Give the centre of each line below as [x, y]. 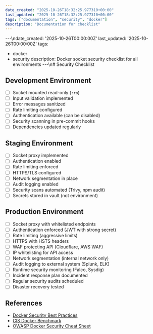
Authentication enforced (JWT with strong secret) [64, 230]
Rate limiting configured [37, 110]
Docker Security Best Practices [45, 315]
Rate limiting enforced [35, 167]
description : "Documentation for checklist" [53, 24]
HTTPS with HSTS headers [41, 241]
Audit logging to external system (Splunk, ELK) [61, 264]
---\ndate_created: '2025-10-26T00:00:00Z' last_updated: [66, 39]
